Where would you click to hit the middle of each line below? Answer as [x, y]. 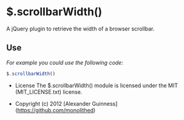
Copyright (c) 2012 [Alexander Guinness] [66, 104]
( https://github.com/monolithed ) [55, 110]
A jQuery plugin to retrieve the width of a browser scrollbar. [80, 29]
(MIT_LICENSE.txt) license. [49, 92]
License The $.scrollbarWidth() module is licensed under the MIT [96, 85]
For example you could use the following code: [65, 62]
